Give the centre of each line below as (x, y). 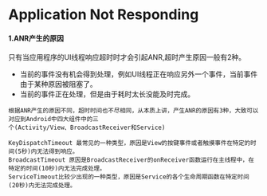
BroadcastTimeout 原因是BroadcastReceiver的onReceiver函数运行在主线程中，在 (132, 160)
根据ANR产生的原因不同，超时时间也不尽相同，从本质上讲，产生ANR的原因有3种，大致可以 (133, 111)
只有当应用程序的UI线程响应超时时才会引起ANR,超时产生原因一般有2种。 (127, 57)
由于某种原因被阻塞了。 (58, 84)
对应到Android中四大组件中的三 (53, 120)
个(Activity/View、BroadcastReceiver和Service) (87, 128)
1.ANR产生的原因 (36, 38)
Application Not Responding (104, 15)
